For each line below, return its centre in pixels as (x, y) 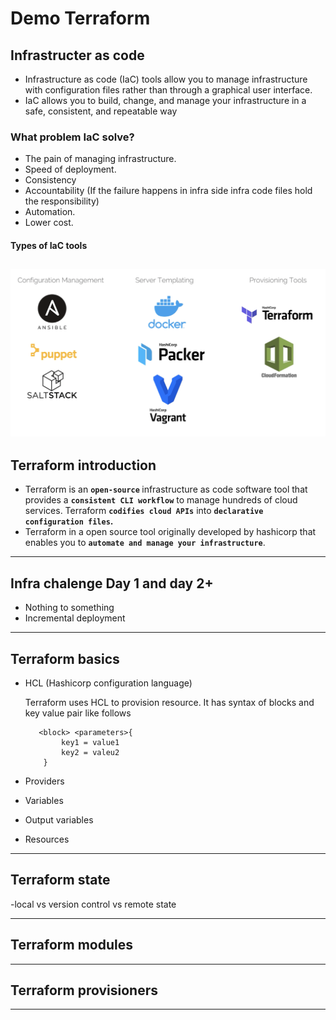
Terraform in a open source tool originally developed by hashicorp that (170, 532)
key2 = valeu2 (90, 752)
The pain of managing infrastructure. (100, 159)
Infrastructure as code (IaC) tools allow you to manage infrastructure (166, 79)
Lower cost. (49, 223)
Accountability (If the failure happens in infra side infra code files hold (168, 191)
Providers (44, 781)
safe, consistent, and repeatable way (101, 111)
